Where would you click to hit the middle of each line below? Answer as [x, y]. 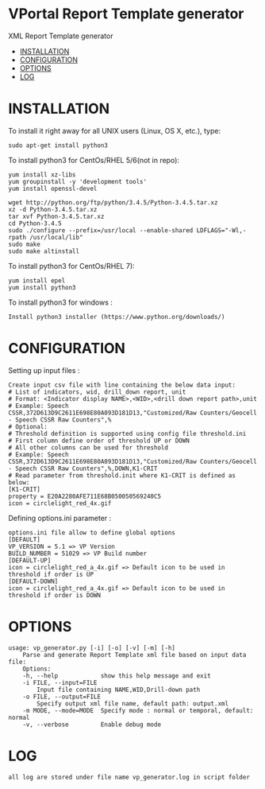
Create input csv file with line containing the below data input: [122, 385]
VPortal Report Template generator [126, 14]
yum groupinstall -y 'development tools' [78, 181]
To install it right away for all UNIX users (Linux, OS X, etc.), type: [114, 130]
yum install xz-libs [42, 175]
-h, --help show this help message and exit [117, 676]
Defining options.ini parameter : [60, 518]
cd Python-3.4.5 [35, 223]
